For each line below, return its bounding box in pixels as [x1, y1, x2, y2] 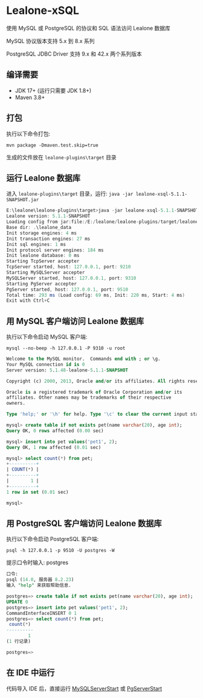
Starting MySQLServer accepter [6, 270, 85, 276]
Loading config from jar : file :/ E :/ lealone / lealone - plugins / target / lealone [6, 219, 199, 225]
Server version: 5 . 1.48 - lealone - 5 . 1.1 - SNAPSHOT [6, 367, 129, 373]
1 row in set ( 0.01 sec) [6, 489, 69, 495]
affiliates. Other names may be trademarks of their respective [6, 394, 172, 401]
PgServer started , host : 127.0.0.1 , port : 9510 [6, 286, 129, 293]
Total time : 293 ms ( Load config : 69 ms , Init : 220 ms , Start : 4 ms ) [6, 292, 185, 298]
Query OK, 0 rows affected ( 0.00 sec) [6, 428, 104, 434]
